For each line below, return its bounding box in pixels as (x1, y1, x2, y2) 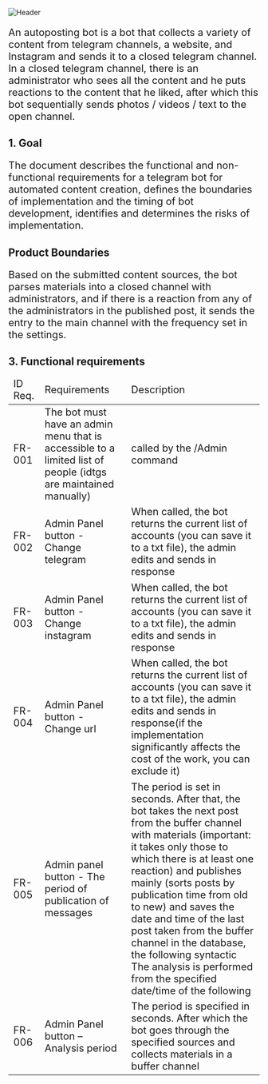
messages (44, 906, 93, 919)
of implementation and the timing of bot (8, 195, 194, 208)
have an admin (44, 417, 113, 431)
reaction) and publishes (131, 864, 242, 877)
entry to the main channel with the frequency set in (8, 316, 248, 329)
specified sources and (131, 1036, 235, 1049)
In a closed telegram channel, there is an (8, 62, 199, 75)
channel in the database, (131, 936, 246, 949)
